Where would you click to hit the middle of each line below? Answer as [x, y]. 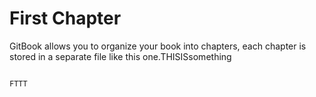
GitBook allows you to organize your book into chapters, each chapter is [158, 46]
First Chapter [65, 18]
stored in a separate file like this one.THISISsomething [120, 56]
